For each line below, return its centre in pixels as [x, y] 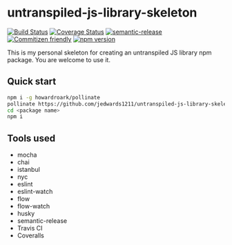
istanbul [28, 170]
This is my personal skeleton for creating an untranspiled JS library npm [109, 52]
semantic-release [42, 221]
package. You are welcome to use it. [59, 59]
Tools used [31, 138]
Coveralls [31, 235]
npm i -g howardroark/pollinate [54, 97]
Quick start [32, 82]
